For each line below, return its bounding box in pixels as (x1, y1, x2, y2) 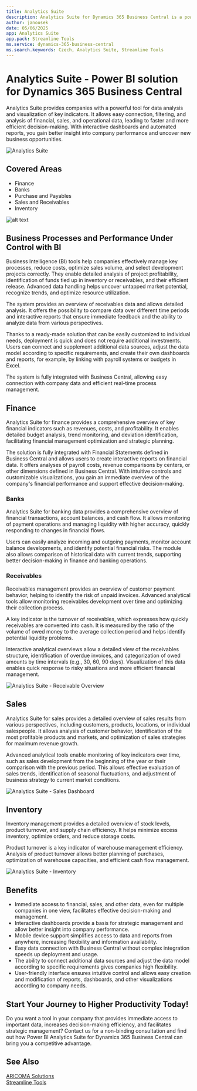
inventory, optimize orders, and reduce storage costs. (6, 833, 136, 840)
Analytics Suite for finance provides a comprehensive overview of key (6, 419, 175, 426)
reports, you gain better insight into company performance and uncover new (6, 129, 191, 136)
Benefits (6, 885, 38, 895)
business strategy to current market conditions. (6, 776, 121, 783)
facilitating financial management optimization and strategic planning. (6, 437, 174, 445)
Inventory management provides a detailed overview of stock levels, (6, 820, 171, 827)
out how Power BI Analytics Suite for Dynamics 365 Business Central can (6, 1033, 183, 1040)
